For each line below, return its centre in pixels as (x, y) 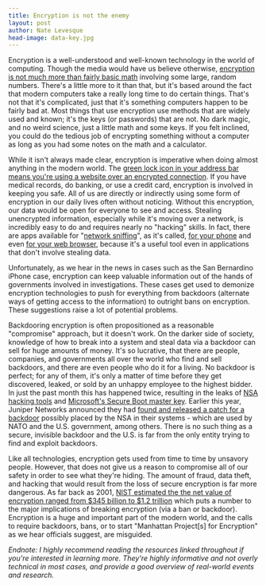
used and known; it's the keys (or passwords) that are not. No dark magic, (129, 119)
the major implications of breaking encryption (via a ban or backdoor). (123, 509)
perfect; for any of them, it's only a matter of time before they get (115, 376)
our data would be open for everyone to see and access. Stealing (115, 210)
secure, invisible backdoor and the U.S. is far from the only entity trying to (129, 435)
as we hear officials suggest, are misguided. (81, 534)
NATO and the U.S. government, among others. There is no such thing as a (130, 427)
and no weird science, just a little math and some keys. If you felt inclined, (129, 128)
